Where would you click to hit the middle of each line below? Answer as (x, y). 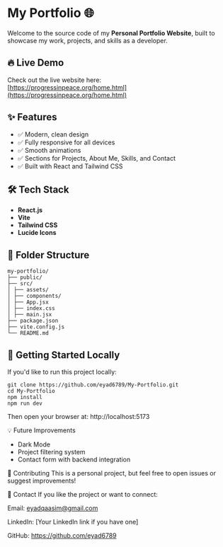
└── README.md (28, 333)
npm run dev (25, 403)
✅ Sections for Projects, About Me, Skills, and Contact (96, 158)
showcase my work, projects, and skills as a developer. (87, 40)
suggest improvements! (42, 480)
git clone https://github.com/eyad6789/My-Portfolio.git (93, 385)
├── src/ (20, 284)
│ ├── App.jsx (28, 302)
